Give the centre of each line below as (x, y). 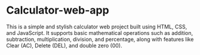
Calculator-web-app (58, 10)
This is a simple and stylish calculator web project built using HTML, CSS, (97, 27)
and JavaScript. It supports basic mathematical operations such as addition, (100, 33)
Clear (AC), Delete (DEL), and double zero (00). (64, 46)
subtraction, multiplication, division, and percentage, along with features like (100, 39)
